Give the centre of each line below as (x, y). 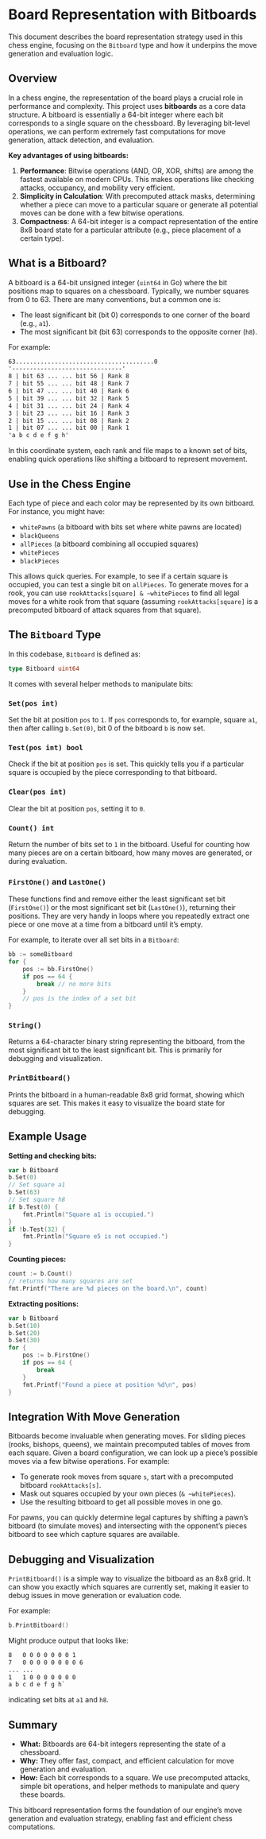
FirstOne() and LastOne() (57, 881)
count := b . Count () (40, 1274)
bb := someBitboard (40, 954)
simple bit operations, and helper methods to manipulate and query (129, 1787)
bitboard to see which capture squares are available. (94, 1535)
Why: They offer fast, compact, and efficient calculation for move (127, 1761)
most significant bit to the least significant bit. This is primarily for (115, 1050)
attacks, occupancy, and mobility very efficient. (97, 188)
